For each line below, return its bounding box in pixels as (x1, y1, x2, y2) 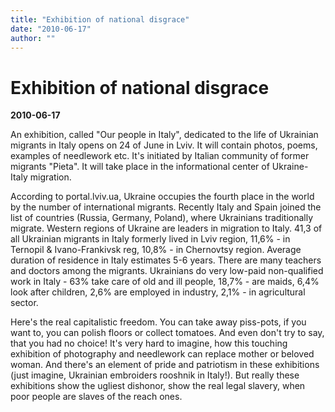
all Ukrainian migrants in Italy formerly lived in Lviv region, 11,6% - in (10, 233, 291, 245)
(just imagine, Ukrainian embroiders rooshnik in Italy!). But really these (10, 369, 300, 381)
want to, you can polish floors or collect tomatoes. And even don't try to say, (10, 327, 325, 339)
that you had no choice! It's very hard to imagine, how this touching (10, 337, 288, 350)
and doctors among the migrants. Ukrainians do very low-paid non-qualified (10, 265, 324, 277)
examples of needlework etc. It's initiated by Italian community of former (10, 150, 310, 162)
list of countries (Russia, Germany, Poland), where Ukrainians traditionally (10, 212, 314, 224)
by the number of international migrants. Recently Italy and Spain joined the (10, 201, 322, 213)
